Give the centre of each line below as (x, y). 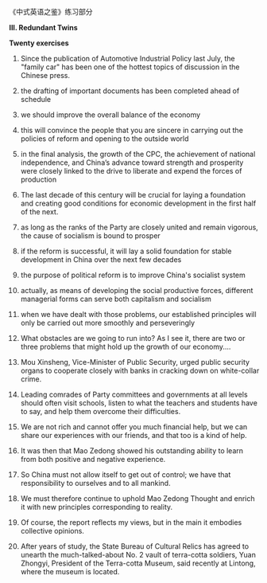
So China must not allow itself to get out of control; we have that (126, 475)
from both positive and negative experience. (93, 459)
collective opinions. (52, 531)
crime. (31, 379)
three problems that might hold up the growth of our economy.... (126, 346)
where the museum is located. (70, 571)
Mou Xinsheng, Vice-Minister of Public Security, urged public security (135, 362)
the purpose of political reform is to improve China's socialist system (133, 275)
